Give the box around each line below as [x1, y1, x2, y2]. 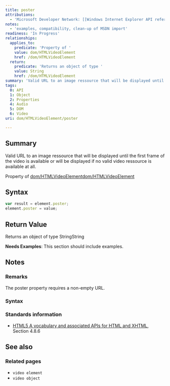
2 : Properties [10, 97, 39, 102]
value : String [14, 69, 44, 74]
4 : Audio [10, 102, 28, 107]
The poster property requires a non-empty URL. [5, 285, 105, 291]
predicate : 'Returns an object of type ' [14, 64, 103, 69]
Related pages [5, 358, 41, 365]
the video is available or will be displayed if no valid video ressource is [5, 158, 152, 164]
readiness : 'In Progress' [5, 31, 60, 36]
